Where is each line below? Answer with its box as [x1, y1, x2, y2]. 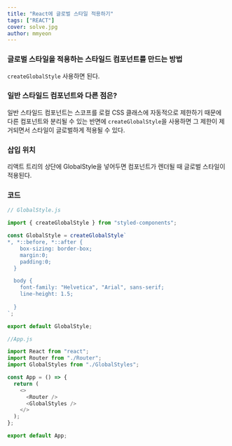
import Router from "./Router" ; [7, 355, 102, 362]
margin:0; [20, 251, 49, 258]
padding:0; [20, 258, 52, 265]
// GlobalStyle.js [7, 206, 61, 214]
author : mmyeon [7, 29, 52, 37]
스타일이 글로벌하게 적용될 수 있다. [31, 126, 125, 134]
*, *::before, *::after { [7, 239, 83, 246]
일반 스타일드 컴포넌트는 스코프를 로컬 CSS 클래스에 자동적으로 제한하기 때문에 [7, 108, 222, 117]
